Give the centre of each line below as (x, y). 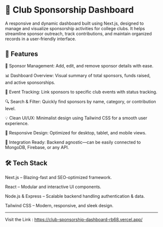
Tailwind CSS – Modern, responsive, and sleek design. (59, 205)
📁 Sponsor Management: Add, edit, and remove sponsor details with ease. (79, 65)
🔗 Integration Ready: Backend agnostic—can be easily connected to (73, 142)
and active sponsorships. (30, 82)
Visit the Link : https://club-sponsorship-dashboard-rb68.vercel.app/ (74, 219)
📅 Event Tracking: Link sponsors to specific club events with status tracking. (81, 92)
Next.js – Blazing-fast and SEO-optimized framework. (58, 177)
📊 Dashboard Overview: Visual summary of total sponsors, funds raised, (78, 75)
